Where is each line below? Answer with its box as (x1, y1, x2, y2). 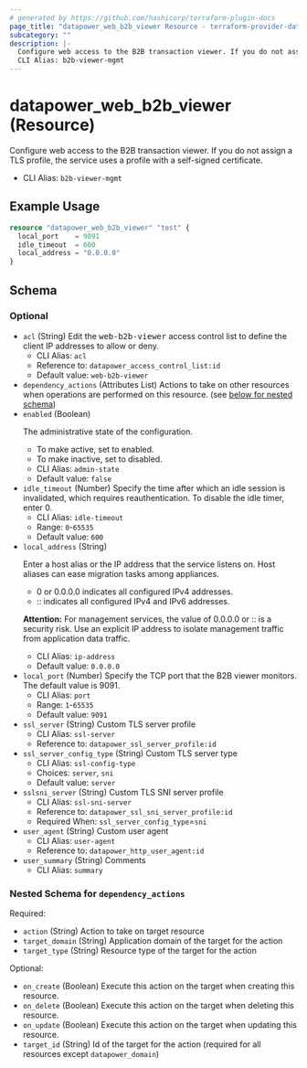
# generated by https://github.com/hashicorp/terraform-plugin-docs (9, 13, 276, 23)
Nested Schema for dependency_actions (9, 887, 185, 900)
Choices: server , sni (36, 767, 114, 778)
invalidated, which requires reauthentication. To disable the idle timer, (22, 492, 285, 503)
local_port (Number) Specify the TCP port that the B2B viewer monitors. (22, 669, 297, 681)
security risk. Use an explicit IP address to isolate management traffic (22, 623, 285, 634)
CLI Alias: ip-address (36, 650, 116, 661)
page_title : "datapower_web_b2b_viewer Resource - (9, 22, 206, 31)
